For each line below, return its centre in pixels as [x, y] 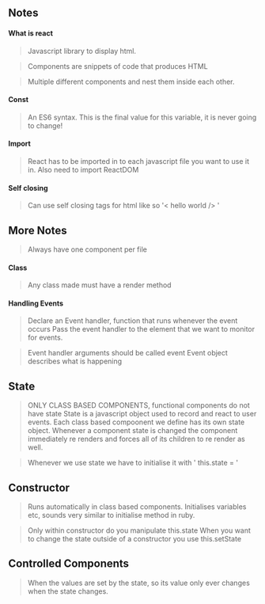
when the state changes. [68, 591]
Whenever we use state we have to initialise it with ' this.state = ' [133, 463]
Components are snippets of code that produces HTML [117, 66]
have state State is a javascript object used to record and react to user [142, 414]
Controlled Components [68, 564]
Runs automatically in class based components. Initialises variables [137, 507]
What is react [31, 33]
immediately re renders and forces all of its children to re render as [136, 439]
